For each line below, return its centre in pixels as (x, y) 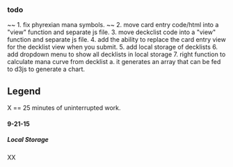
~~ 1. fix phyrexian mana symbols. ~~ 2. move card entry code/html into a (113, 25)
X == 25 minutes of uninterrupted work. (64, 108)
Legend (24, 91)
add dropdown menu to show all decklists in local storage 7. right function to (116, 54)
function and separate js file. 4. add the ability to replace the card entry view (116, 40)
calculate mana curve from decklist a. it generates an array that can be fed (114, 62)
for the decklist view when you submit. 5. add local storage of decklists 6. (112, 47)
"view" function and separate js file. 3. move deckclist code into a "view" (112, 32)
